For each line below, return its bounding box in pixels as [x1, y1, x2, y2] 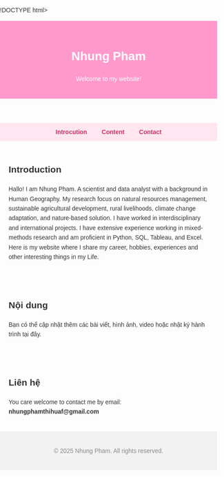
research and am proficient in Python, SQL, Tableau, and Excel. [33, 234, 203, 241]
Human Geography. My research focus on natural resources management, [8, 195, 207, 203]
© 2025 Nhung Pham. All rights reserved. [54, 447, 163, 455]
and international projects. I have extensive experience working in [8, 224, 183, 232]
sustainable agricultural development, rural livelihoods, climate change [8, 205, 196, 213]
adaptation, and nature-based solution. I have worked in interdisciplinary [8, 214, 201, 222]
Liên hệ [8, 377, 41, 388]
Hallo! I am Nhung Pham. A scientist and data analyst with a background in [8, 185, 208, 193]
